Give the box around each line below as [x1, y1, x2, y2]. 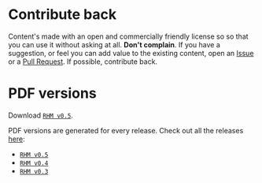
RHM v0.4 [19, 159, 49, 167]
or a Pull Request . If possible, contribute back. [8, 57, 158, 66]
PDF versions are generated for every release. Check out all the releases [8, 125, 244, 135]
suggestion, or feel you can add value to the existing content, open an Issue [8, 48, 254, 58]
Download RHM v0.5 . [8, 110, 73, 120]
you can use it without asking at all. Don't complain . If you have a [8, 39, 220, 49]
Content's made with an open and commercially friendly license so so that [8, 32, 249, 41]
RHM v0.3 [19, 167, 49, 175]
